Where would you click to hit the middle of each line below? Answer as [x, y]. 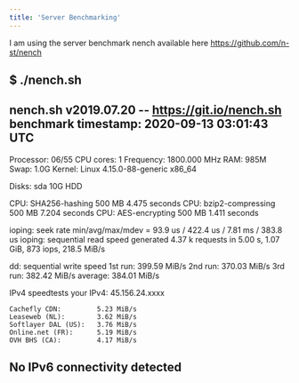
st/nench [25, 52]
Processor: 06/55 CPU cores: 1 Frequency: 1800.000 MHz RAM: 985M [138, 159]
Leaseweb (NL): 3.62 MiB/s [73, 316]
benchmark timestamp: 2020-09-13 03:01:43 [139, 124]
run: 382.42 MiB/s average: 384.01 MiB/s [85, 275]
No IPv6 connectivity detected [96, 367]
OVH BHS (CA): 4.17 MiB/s [73, 340]
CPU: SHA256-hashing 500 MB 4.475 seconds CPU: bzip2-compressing [142, 203]
